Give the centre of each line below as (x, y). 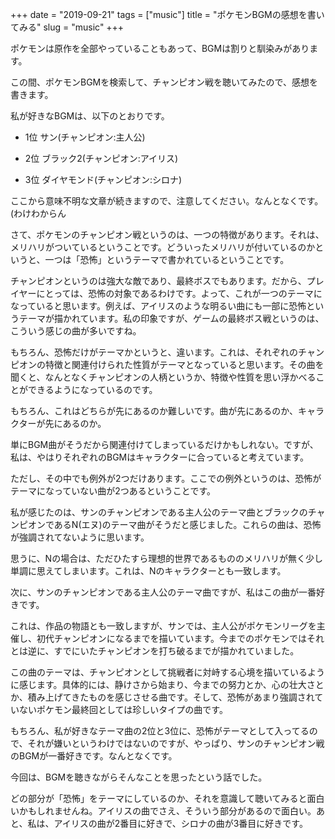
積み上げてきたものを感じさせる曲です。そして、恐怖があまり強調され (171, 697)
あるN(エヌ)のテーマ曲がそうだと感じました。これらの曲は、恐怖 (187, 524)
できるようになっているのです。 (92, 389)
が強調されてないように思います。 (80, 537)
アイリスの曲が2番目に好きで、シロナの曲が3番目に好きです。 (180, 823)
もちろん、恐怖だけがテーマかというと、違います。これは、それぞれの (154, 352)
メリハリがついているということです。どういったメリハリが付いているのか (163, 247)
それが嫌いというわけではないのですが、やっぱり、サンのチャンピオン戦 (176, 743)
